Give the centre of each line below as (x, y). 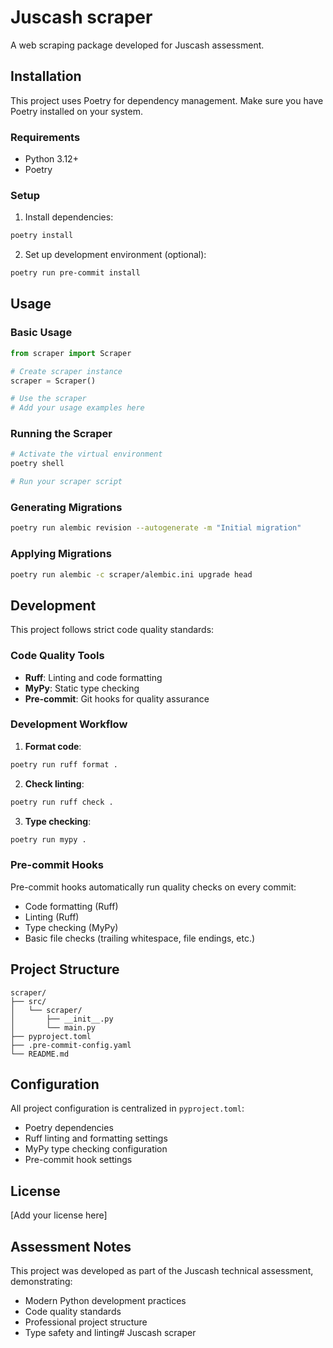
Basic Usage (41, 333)
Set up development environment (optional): (115, 255)
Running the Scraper (61, 434)
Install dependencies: (69, 217)
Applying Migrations (61, 554)
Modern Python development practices (105, 1300)
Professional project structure (86, 1322)
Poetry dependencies (69, 1128)
